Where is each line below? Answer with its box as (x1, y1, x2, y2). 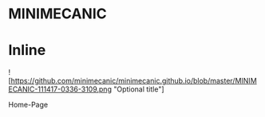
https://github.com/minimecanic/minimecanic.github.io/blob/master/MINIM (10, 76, 257, 86)
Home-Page (8, 100, 49, 110)
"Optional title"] (113, 84, 165, 94)
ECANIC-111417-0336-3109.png (8, 84, 112, 94)
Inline (8, 41, 46, 60)
